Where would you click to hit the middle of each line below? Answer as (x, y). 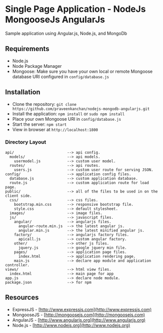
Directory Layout (26, 142)
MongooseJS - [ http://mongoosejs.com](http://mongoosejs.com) (79, 315)
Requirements (27, 49)
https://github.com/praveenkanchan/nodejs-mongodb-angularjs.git (81, 109)
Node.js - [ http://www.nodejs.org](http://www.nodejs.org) (71, 325)
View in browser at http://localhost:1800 (55, 129)
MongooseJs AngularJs (55, 20)
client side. (19, 196)
